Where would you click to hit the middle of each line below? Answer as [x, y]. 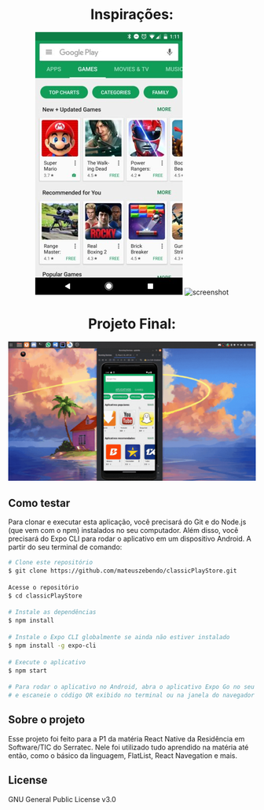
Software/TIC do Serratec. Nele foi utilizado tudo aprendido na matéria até [128, 747]
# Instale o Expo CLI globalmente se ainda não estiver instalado [119, 638]
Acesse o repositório [44, 587]
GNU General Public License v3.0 [62, 799]
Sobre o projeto [46, 720]
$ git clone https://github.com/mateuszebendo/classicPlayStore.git [123, 571]
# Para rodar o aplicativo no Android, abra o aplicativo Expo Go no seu [132, 687]
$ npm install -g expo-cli [52, 645]
